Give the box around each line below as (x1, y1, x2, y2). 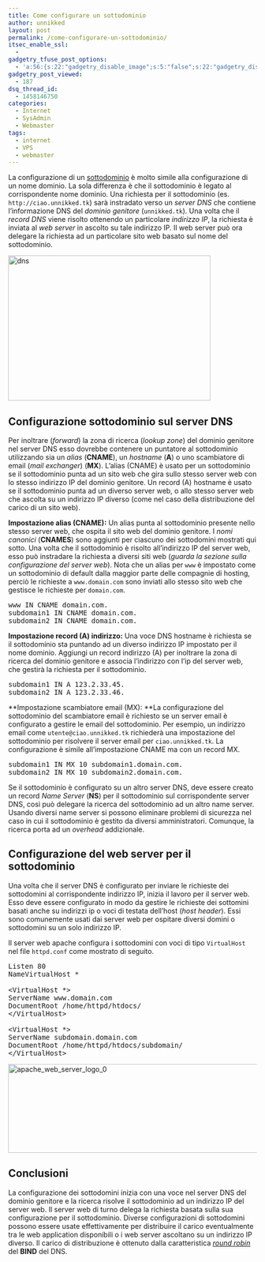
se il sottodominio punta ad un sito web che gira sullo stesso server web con (8, 469, 257, 479)
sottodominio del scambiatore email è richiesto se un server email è (8, 712, 228, 721)
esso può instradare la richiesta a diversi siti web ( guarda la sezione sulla (8, 552, 247, 562)
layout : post (8, 26, 51, 34)
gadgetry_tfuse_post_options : (8, 56, 108, 64)
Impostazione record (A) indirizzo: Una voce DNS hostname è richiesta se (8, 631, 252, 640)
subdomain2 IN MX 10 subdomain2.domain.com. (8, 768, 184, 777)
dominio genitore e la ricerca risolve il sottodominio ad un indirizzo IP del (8, 1196, 244, 1205)
